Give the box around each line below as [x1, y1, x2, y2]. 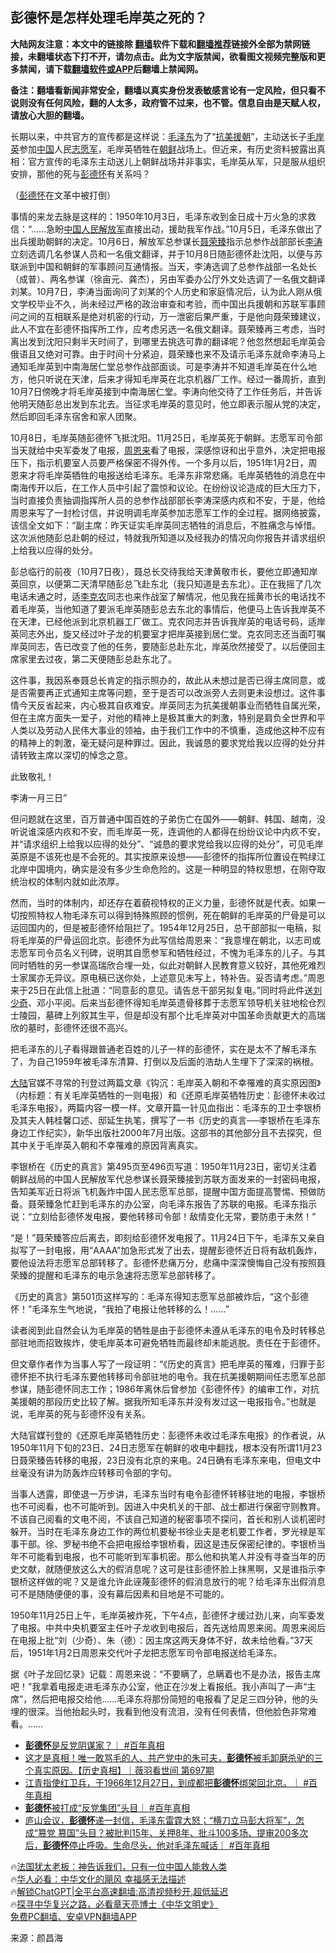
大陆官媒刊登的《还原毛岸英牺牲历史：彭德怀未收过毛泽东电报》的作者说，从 [10, 1429, 326, 1441]
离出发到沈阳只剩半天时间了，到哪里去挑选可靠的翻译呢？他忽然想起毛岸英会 [10, 335, 326, 347]
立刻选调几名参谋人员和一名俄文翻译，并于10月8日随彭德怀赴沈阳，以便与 [10, 248, 315, 260]
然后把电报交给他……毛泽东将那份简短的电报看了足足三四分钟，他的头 [31, 1693, 319, 1705]
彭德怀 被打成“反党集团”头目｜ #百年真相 [24, 1801, 190, 1813]
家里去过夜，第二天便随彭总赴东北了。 [18, 653, 177, 665]
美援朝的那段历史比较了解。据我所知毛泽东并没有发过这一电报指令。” [10, 1395, 291, 1407]
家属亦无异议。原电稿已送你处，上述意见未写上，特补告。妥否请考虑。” [18, 971, 308, 983]
